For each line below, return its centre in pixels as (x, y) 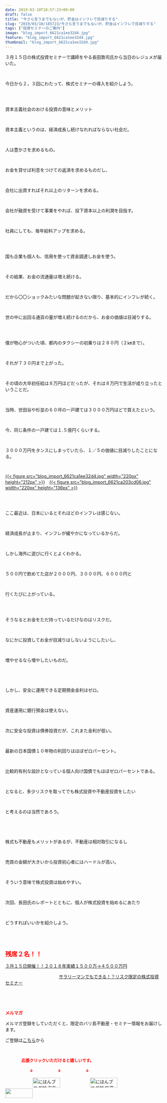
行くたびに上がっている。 (31, 594)
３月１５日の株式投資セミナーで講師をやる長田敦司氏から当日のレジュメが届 (83, 57)
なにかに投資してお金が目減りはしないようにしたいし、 (62, 640)
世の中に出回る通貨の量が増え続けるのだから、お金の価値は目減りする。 (79, 317)
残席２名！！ (24, 954)
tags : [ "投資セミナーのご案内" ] (35, 28)
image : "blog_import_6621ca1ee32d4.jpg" (48, 33)
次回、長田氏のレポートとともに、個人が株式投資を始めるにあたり (73, 902)
